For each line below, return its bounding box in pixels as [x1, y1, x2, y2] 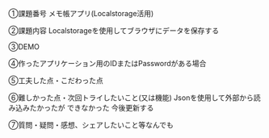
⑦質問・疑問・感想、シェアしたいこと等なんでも [8, 120, 174, 129]
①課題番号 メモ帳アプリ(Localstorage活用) [8, 9, 154, 18]
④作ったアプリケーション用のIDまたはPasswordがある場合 [8, 59, 207, 68]
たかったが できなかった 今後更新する [29, 103, 154, 112]
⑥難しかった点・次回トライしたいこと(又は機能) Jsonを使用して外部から [8, 93, 254, 102]
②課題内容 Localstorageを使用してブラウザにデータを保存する [8, 26, 220, 36]
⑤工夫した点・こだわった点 [8, 76, 103, 85]
